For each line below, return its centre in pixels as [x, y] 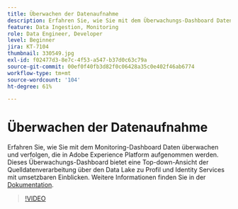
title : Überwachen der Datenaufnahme [63, 14]
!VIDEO [35, 198]
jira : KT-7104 [28, 47]
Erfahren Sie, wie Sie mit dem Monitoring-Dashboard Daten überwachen [113, 147]
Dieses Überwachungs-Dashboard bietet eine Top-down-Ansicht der [108, 162]
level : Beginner [31, 40]
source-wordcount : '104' [44, 80]
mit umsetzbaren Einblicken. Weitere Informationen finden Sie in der [107, 177]
